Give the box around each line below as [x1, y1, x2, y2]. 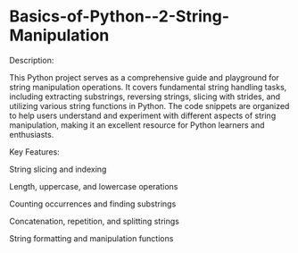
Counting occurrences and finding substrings [9, 198, 177, 209]
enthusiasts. [9, 129, 54, 139]
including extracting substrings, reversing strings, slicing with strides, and [9, 91, 281, 102]
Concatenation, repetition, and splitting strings [9, 215, 180, 226]
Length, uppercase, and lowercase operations [9, 181, 178, 191]
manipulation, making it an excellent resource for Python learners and [9, 119, 265, 131]
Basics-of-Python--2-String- [9, 6, 230, 27]
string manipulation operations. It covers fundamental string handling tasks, [9, 81, 287, 92]
